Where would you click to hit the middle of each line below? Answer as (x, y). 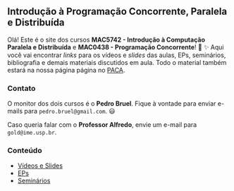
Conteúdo (25, 151)
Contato (21, 88)
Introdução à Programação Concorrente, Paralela (117, 12)
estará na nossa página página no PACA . (66, 70)
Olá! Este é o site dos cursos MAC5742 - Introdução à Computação (106, 39)
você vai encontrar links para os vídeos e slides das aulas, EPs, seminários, (117, 55)
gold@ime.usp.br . (32, 133)
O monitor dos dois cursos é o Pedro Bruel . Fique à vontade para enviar (112, 104)
